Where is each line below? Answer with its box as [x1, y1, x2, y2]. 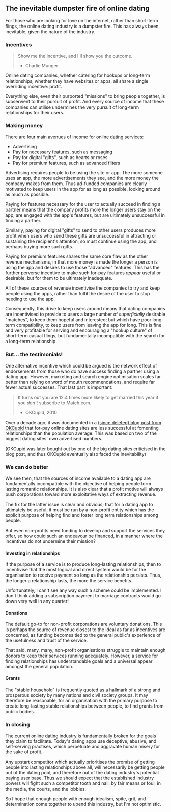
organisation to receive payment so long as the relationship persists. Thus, [5, 572, 162, 578]
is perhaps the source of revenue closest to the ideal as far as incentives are [5, 626, 166, 633]
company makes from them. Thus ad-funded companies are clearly [5, 180, 147, 187]
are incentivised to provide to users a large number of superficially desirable [5, 311, 165, 318]
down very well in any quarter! [5, 598, 69, 605]
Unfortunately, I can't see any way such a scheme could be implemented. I [5, 587, 162, 593]
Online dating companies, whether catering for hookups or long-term [5, 72, 150, 78]
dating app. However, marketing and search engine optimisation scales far [5, 373, 161, 379]
